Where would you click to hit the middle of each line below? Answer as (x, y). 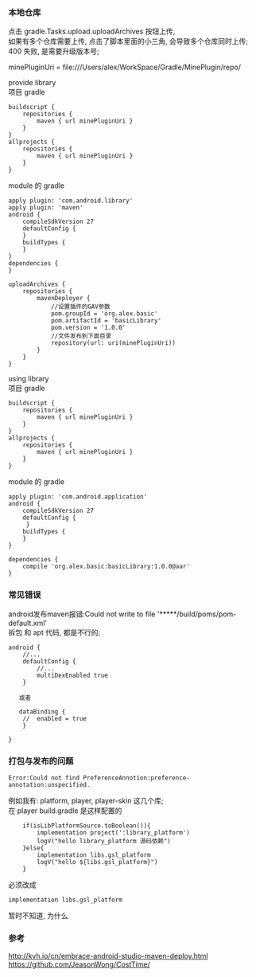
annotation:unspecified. (49, 785)
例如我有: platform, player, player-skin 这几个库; (86, 800)
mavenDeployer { (64, 299)
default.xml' (28, 623)
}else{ (33, 848)
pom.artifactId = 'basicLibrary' (106, 321)
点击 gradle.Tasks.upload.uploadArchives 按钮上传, (92, 31)
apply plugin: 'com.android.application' (78, 497)
